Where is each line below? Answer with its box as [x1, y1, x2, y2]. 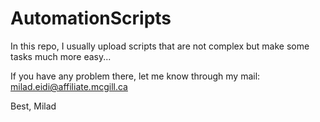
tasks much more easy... [10, 50, 112, 62]
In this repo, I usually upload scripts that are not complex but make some [10, 40, 310, 52]
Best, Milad [10, 100, 57, 112]
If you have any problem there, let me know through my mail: [10, 70, 261, 82]
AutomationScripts [10, 7, 172, 30]
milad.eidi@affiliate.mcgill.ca [10, 80, 128, 92]
